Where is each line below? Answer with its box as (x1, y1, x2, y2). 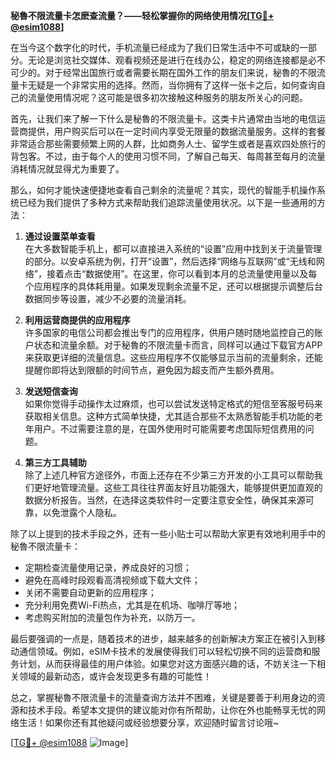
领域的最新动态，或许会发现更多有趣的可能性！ (18, 670, 212, 682)
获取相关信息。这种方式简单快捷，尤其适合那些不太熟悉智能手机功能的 (24, 410, 315, 422)
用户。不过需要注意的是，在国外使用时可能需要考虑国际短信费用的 (33, 423, 306, 434)
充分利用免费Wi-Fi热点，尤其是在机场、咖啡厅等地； (24, 599, 241, 611)
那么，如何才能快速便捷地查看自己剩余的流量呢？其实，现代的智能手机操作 (10, 184, 317, 196)
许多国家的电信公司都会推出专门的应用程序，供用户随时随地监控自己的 (24, 327, 315, 338)
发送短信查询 (24, 385, 78, 397)
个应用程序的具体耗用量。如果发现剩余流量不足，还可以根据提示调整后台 (24, 280, 323, 292)
